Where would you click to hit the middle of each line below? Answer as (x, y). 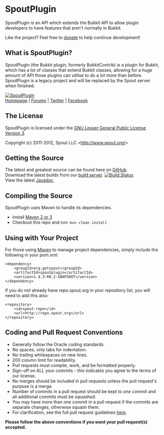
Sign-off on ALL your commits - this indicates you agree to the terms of (84, 371)
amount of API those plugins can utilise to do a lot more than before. (74, 75)
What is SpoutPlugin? (39, 53)
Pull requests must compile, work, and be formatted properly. (74, 365)
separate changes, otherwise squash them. (56, 407)
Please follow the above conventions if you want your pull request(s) (76, 422)
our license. (24, 375)
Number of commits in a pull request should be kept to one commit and (84, 391)
